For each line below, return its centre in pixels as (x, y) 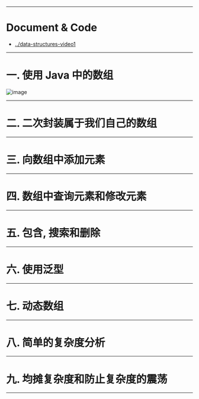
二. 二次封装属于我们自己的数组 (82, 123)
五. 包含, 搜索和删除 (53, 233)
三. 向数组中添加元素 (56, 160)
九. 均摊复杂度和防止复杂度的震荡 (87, 379)
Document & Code (52, 28)
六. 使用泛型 (35, 269)
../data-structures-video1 (45, 44)
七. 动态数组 (35, 306)
